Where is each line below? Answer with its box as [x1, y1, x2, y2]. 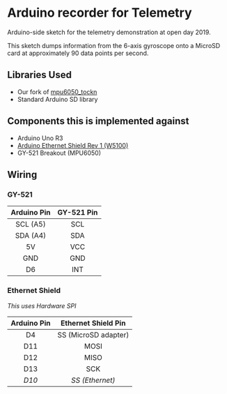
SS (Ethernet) [70, 375, 116, 385]
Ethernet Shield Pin [60, 318, 126, 328]
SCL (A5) [15, 220, 47, 229]
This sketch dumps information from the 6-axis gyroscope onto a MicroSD [7, 41, 221, 50]
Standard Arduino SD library [17, 95, 98, 103]
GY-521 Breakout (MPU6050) [17, 149, 102, 157]
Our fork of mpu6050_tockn [17, 87, 97, 96]
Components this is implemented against [7, 115, 189, 127]
